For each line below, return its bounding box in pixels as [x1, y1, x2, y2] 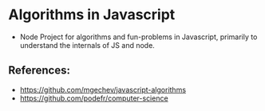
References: [8, 64, 70, 77]
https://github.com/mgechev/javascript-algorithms [19, 85, 186, 94]
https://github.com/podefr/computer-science [19, 93, 169, 103]
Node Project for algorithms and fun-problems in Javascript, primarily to [19, 32, 258, 42]
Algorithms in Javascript [8, 6, 176, 24]
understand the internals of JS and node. [19, 40, 156, 50]
